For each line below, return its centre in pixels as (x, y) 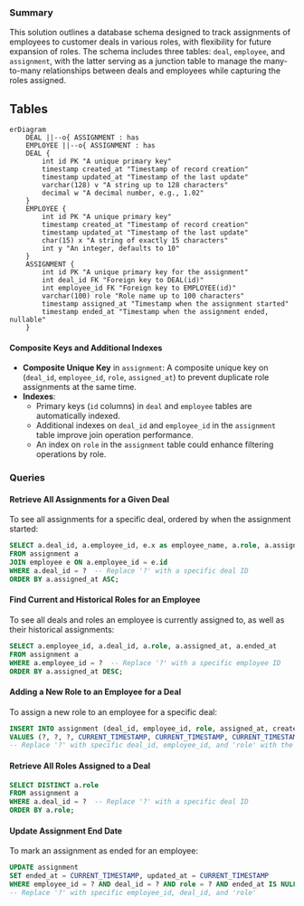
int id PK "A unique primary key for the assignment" (145, 272)
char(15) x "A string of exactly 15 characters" (135, 241)
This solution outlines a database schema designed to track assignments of (150, 33)
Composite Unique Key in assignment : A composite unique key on (145, 367)
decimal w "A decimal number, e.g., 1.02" (123, 193)
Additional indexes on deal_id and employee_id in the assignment (156, 425)
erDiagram (28, 130)
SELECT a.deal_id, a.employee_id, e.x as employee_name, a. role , (135, 546)
